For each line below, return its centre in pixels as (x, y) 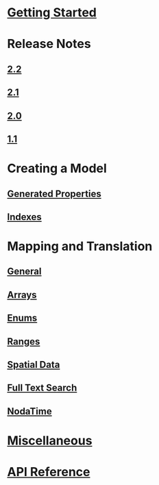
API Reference (49, 472)
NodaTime (30, 411)
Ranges (24, 341)
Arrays (22, 295)
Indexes (25, 217)
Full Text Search (42, 388)
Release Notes (49, 44)
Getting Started (52, 13)
